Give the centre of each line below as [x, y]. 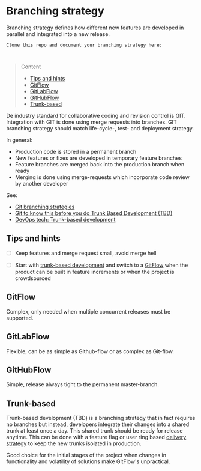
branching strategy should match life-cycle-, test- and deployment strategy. [100, 128]
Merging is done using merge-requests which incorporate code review [102, 177]
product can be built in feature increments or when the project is [94, 272]
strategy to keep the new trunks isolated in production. [74, 443]
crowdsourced [33, 278]
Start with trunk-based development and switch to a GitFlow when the [101, 265]
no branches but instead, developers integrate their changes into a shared [98, 424]
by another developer [41, 183]
